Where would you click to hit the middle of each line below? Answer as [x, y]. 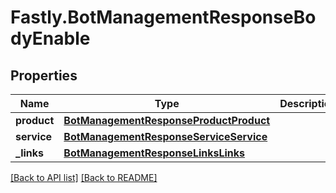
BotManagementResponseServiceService [165, 136]
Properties [44, 75]
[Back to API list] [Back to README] [84, 177]
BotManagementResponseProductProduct [167, 120]
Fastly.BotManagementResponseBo [163, 17]
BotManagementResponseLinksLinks [154, 153]
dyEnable [50, 38]
